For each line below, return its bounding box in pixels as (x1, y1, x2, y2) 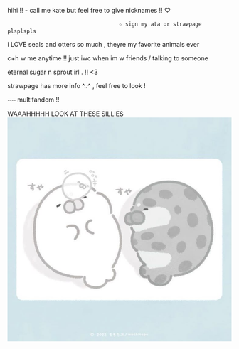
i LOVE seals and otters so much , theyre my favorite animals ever (7, 41, 200, 48)
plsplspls (7, 28, 37, 35)
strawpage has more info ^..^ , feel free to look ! (7, 82, 146, 90)
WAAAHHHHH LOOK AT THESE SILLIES (7, 109, 124, 118)
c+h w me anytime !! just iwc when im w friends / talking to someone (7, 54, 208, 63)
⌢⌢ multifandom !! (7, 95, 60, 104)
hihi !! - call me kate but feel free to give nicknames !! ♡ (7, 6, 171, 14)
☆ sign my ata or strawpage (118, 21, 202, 28)
